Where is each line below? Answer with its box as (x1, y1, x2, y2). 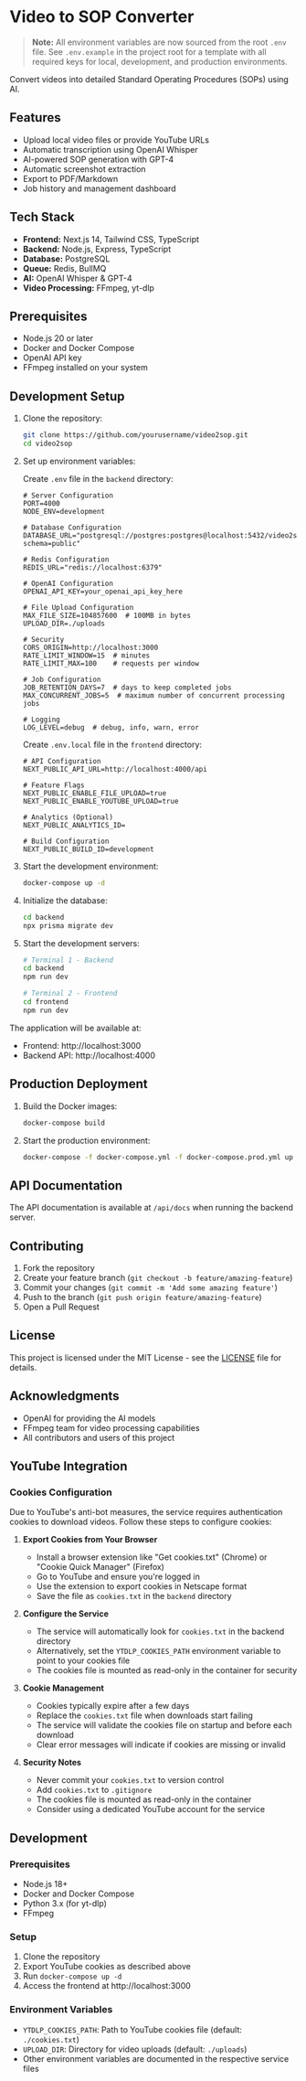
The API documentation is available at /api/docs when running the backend (9, 1202, 294, 1213)
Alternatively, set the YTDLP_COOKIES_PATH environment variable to (36, 1646, 281, 1657)
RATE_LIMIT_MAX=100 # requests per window (22, 658, 199, 668)
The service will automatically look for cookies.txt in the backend (36, 1626, 285, 1638)
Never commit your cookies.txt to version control (36, 1775, 225, 1786)
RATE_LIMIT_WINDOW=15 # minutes (22, 651, 151, 660)
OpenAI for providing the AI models (22, 1413, 156, 1424)
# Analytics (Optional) (22, 812, 114, 822)
